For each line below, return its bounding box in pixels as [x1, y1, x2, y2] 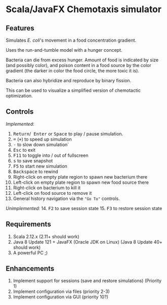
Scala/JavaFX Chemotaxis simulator [6, 4, 161, 15]
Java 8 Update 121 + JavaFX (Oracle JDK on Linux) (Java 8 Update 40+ [13, 239, 162, 245]
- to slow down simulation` [13, 141, 69, 148]
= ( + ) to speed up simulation [13, 136, 72, 142]
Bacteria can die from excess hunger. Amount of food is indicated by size [6, 57, 159, 63]
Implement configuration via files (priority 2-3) [13, 288, 110, 295]
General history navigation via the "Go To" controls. [13, 195, 120, 201]
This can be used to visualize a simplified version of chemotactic [6, 87, 141, 93]
